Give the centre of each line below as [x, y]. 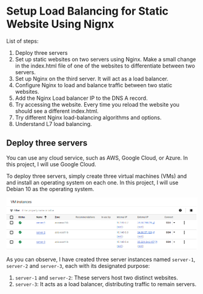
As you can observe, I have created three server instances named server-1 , [101, 259]
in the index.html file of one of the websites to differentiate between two [105, 66]
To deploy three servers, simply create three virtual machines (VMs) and [97, 176]
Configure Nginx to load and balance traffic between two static [94, 85]
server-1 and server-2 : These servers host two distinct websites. [97, 278]
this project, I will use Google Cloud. [51, 164]
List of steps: [22, 41]
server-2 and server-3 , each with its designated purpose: [78, 266]
